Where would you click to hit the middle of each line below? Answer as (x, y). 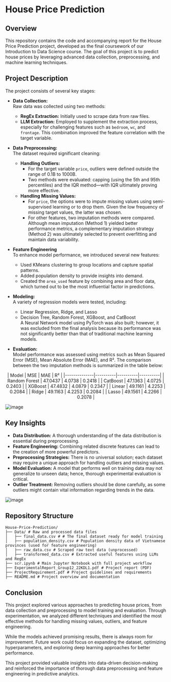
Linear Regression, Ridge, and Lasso (59, 312)
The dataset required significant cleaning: (56, 153)
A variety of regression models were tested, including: (69, 302)
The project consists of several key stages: (51, 91)
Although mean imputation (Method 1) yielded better (83, 223)
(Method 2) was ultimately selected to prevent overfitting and (92, 234)
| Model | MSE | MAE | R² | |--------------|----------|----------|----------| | (86, 375)
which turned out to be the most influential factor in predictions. (87, 286)
